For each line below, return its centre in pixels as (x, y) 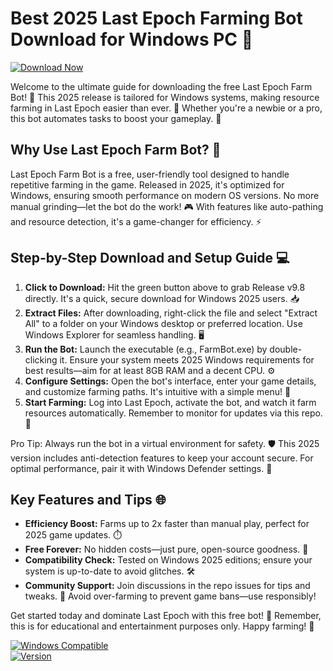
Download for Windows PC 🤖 (132, 39)
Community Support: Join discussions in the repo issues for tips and (167, 586)
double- (286, 349)
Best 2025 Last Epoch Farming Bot (156, 18)
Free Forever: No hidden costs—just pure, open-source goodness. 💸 (166, 549)
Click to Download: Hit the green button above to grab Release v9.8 (165, 287)
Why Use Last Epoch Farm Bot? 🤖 (116, 150)
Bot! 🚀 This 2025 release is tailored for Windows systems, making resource (165, 97)
